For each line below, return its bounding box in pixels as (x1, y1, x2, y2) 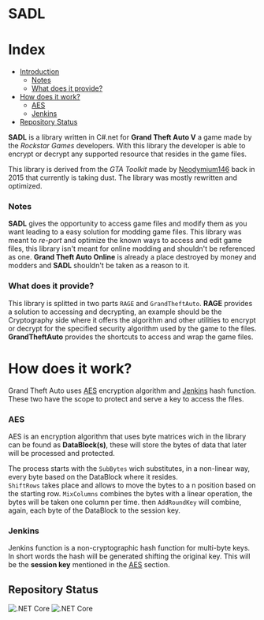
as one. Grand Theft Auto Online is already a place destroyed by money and (8, 252, 257, 262)
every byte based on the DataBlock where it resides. (8, 472, 179, 481)
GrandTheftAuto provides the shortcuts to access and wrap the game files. (8, 332, 254, 342)
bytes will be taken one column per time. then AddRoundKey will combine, (8, 497, 242, 506)
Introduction (19, 67, 60, 77)
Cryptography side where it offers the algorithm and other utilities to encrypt (8, 315, 256, 324)
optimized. (8, 181, 43, 191)
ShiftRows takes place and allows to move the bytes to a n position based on (8, 480, 256, 490)
